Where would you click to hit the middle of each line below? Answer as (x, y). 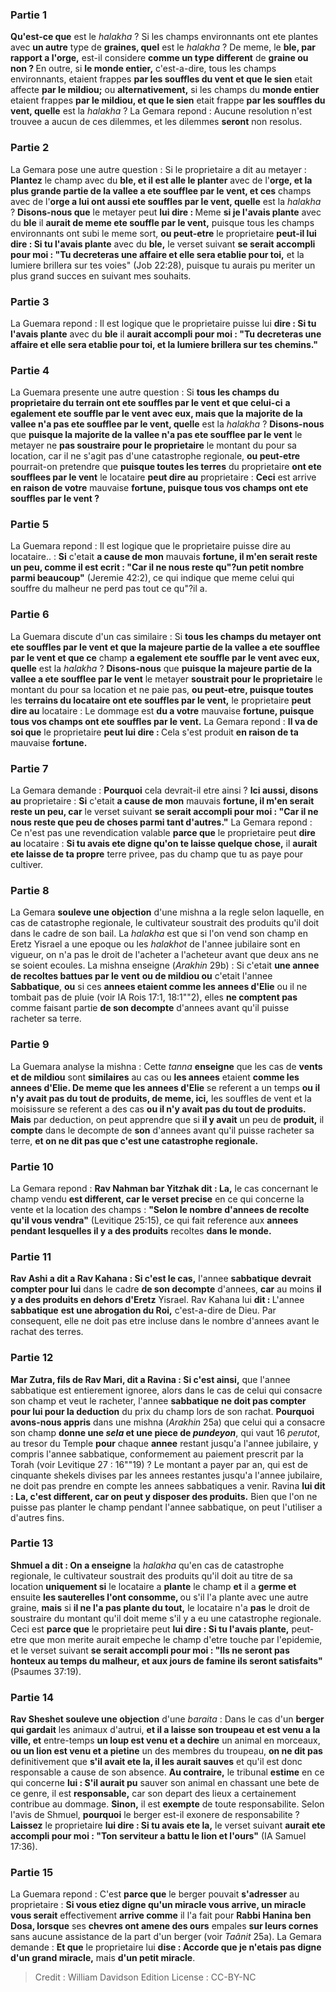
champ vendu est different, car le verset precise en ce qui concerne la (157, 1199)
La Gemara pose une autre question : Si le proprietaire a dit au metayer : (158, 169)
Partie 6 (30, 615)
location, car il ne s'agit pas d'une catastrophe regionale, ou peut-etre (155, 456)
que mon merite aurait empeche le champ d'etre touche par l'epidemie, (175, 1639)
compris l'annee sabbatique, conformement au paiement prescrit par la (157, 1454)
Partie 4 (30, 370)
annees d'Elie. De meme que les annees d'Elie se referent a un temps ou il (165, 1087)
